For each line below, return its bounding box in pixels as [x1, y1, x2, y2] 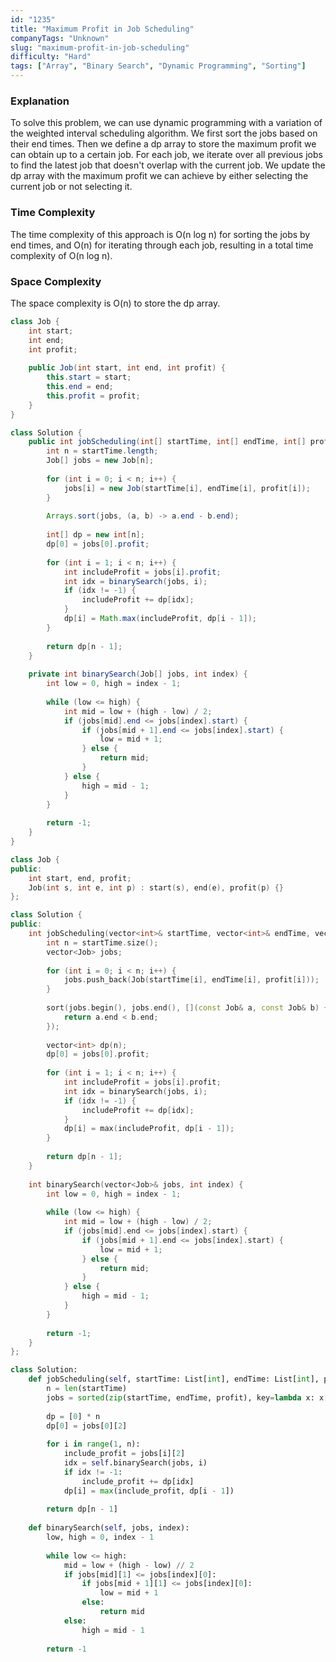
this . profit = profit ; [46, 391, 141, 401]
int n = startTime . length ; [46, 446, 159, 456]
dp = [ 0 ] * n [46, 1411, 101, 1421]
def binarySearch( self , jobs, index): [28, 1523, 190, 1533]
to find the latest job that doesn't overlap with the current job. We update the [10, 159, 326, 171]
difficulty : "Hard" [10, 52, 92, 62]
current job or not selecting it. [10, 181, 133, 193]
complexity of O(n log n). [10, 249, 113, 261]
